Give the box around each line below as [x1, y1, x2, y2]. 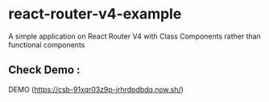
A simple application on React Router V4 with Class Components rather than [8, 31, 262, 41]
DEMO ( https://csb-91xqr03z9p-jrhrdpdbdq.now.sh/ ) [8, 84, 184, 94]
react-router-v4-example [8, 5, 182, 23]
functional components [8, 39, 85, 49]
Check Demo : [8, 63, 81, 77]
